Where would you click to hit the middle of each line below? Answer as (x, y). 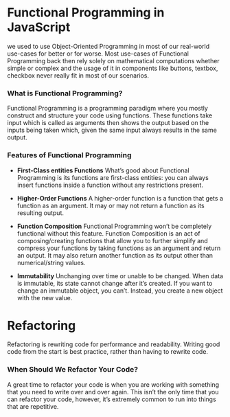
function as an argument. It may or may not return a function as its (111, 205)
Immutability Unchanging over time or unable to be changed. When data (120, 275)
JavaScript (39, 27)
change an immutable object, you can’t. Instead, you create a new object (120, 291)
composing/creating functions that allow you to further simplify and (112, 240)
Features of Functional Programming (69, 155)
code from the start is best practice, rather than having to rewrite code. (107, 352)
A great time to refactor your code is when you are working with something (113, 384)
